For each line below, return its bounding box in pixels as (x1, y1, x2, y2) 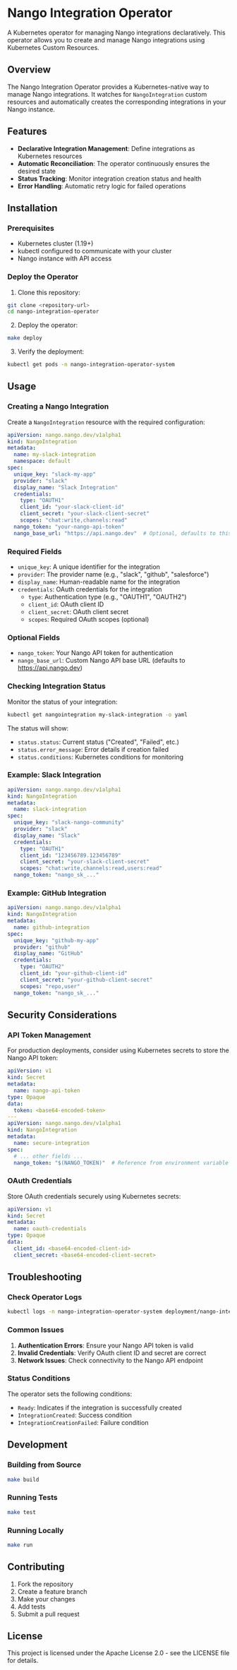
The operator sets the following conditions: (7, 1389, 133, 1398)
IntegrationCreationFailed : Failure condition (17, 1418, 149, 1426)
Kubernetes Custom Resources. (7, 43, 100, 52)
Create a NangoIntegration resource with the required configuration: (7, 418, 206, 426)
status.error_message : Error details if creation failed (17, 745, 169, 753)
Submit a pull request (17, 1609, 80, 1618)
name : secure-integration (13, 1139, 90, 1146)
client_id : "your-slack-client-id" (20, 503, 125, 511)
